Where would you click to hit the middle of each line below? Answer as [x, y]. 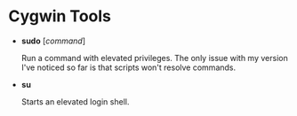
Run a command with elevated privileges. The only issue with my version [154, 58]
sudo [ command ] [53, 41]
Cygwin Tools [60, 16]
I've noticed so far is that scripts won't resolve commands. [128, 67]
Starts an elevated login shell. [75, 101]
